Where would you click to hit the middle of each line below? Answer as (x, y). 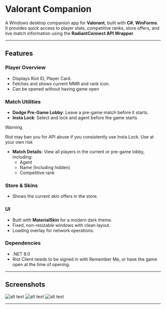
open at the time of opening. (41, 264)
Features (19, 54)
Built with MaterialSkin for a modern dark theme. (62, 220)
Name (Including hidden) (45, 167)
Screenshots (25, 285)
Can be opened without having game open (56, 89)
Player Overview (25, 68)
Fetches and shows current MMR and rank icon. (61, 84)
